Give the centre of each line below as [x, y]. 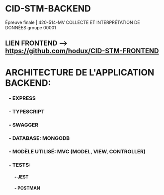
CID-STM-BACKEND [48, 9]
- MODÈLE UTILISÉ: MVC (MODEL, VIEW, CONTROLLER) [77, 152]
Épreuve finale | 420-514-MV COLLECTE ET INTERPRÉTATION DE [73, 22]
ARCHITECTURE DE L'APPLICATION [80, 72]
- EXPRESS [22, 98]
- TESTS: [20, 165]
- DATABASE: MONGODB [39, 138]
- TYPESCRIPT [27, 112]
